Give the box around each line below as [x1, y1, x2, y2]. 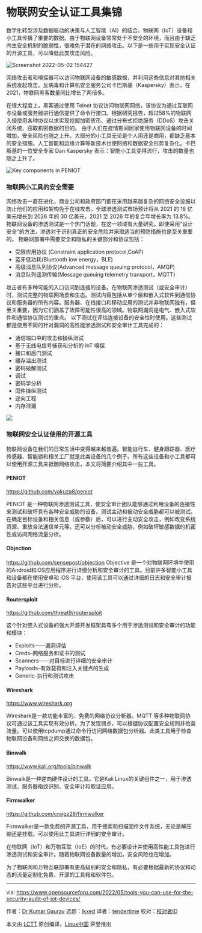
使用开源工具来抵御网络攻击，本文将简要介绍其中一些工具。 [11, 460, 159, 467]
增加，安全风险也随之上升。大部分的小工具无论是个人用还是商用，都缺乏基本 [6, 132, 196, 139]
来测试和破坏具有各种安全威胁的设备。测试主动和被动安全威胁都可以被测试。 [6, 508, 196, 515]
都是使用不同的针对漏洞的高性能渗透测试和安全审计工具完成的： [6, 321, 164, 329]
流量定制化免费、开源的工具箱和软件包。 [16, 871, 117, 878]
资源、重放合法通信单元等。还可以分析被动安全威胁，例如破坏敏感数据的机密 [6, 523, 196, 530]
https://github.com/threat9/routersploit [6, 609, 102, 617]
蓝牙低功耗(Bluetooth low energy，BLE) [14, 256, 113, 263]
